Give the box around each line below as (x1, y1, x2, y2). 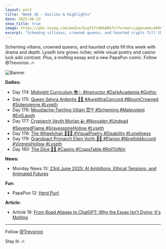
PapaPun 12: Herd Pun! (12, 190, 59, 196)
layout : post (5, 7, 32, 12)
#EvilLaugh (12, 113, 36, 118)
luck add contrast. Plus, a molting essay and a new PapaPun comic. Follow (5, 55, 157, 60)
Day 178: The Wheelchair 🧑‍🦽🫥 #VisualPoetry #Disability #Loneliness (12, 130, 151, 136)
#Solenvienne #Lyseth (12, 102, 58, 107)
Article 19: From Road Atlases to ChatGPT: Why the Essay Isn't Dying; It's (12, 209, 161, 215)
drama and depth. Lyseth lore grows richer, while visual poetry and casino (5, 49, 156, 55)
